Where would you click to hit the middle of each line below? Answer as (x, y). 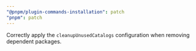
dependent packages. (34, 41)
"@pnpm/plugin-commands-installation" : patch (65, 12)
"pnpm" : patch (24, 18)
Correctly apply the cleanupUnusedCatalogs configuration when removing (98, 35)
